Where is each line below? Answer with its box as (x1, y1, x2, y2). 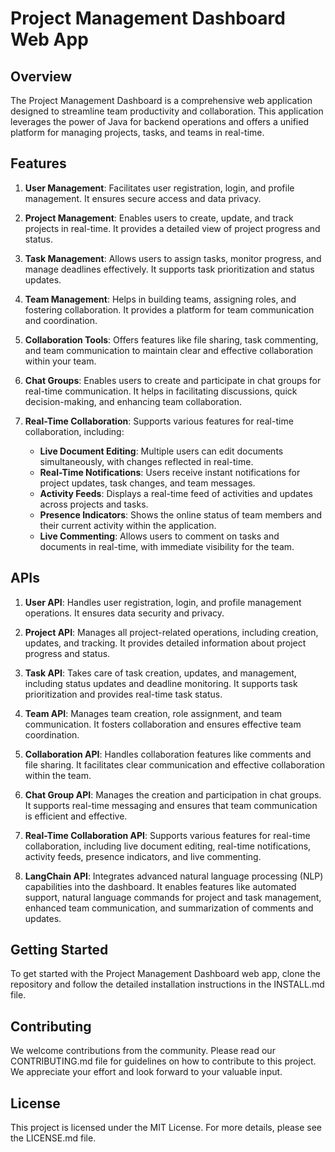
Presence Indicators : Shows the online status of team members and (39, 508, 323, 521)
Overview (10, 68, 73, 85)
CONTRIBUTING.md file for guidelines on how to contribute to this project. (10, 1055, 317, 1067)
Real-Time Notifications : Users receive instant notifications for (39, 466, 301, 478)
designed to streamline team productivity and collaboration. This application (10, 105, 324, 117)
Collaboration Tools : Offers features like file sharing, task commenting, (24, 333, 319, 346)
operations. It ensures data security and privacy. (24, 607, 225, 619)
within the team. (24, 769, 92, 781)
